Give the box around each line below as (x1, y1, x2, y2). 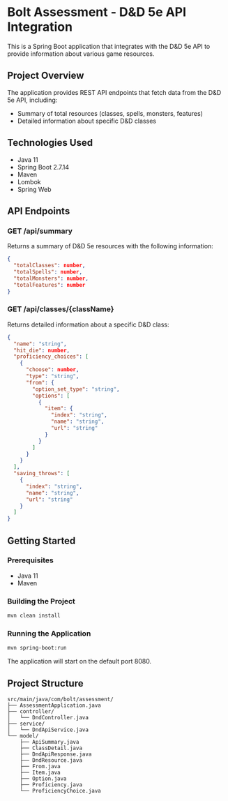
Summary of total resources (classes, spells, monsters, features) (17, 109, 204, 117)
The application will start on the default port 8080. (7, 657, 152, 666)
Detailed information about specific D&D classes (17, 117, 157, 125)
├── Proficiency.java (20, 781, 82, 788)
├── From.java (20, 763, 61, 770)
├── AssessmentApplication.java (7, 702, 101, 709)
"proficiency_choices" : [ (13, 353, 89, 360)
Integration (7, 19, 73, 35)
